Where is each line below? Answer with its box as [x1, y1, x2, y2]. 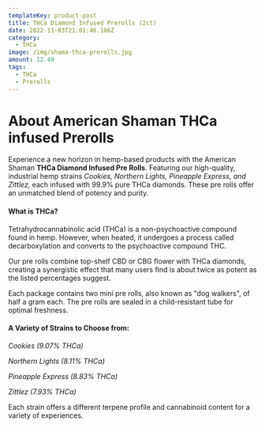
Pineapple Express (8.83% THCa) [8, 371, 118, 381]
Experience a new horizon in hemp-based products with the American [8, 155, 237, 165]
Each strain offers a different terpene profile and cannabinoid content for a [8, 402, 251, 411]
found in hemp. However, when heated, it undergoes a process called [8, 233, 234, 242]
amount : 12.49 [8, 56, 55, 64]
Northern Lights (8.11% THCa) [8, 356, 105, 366]
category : [8, 33, 41, 42]
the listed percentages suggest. [8, 273, 112, 282]
